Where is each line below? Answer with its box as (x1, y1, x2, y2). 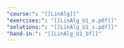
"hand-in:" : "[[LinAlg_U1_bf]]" (6, 30, 101, 37)
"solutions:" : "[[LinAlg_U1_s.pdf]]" (6, 23, 118, 30)
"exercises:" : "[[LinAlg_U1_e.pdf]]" (6, 17, 118, 24)
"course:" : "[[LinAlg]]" (6, 10, 80, 18)
